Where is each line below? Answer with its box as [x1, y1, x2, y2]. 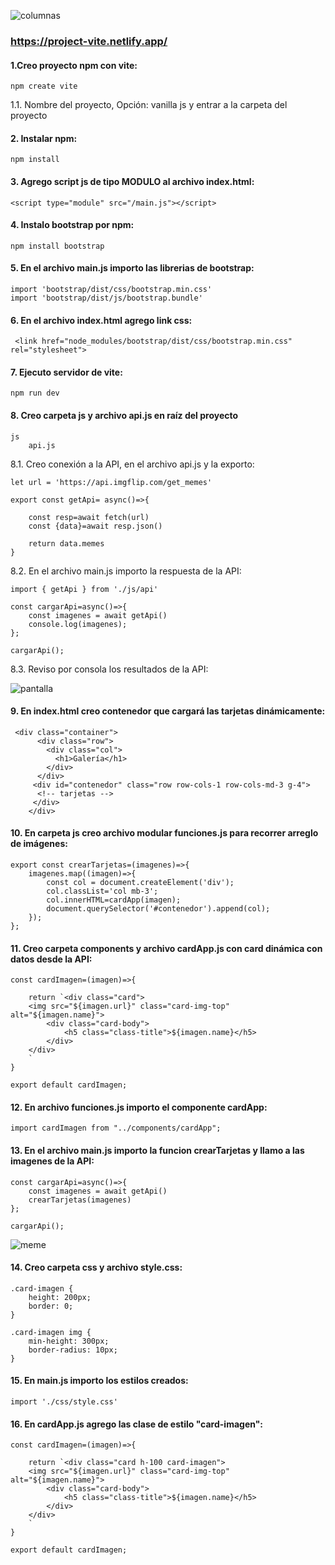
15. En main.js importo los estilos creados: [10, 1375, 189, 1387]
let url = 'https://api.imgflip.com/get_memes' [10, 477, 213, 487]
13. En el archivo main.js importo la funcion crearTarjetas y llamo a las [10, 1144, 305, 1156]
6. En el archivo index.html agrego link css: [10, 314, 193, 326]
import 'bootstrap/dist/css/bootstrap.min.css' [10, 284, 213, 294]
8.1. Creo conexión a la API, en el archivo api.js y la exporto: [10, 458, 255, 470]
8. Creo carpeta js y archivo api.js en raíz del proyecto [10, 409, 239, 421]
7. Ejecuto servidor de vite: [10, 366, 123, 378]
